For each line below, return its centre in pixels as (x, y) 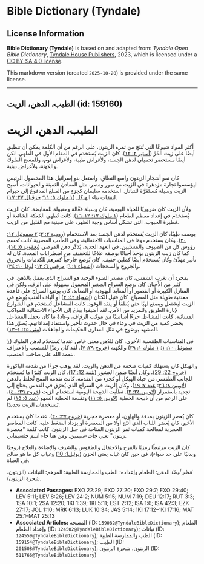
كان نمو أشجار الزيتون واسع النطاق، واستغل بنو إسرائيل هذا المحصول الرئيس (93, 178)
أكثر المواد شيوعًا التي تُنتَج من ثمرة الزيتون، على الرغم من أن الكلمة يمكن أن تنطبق (100, 147)
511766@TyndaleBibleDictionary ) (56, 555)
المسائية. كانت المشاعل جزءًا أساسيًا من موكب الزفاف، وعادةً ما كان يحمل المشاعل (101, 316)
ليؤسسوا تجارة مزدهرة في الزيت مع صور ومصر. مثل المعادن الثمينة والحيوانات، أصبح (102, 185)
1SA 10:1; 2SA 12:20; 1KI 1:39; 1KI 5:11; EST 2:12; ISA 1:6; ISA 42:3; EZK (102, 503)
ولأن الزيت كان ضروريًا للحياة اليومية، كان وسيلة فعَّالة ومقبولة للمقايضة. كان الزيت (99, 209)
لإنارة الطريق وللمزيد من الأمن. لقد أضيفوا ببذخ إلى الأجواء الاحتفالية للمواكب (92, 310)
